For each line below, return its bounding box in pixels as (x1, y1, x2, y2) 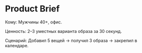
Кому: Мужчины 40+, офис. (5, 19, 62, 25)
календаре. (5, 42, 29, 48)
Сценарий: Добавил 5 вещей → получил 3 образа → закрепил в (5, 37, 137, 43)
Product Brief (5, 3, 60, 14)
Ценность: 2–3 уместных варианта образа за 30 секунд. (5, 28, 122, 34)
